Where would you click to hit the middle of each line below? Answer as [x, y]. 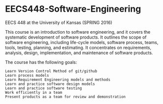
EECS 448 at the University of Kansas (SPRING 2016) [59, 22]
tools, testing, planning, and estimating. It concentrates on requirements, [78, 47]
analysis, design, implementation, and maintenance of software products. [79, 53]
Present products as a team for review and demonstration [65, 97]
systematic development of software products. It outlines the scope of [76, 37]
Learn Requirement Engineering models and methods [58, 80]
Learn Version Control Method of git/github [51, 71]
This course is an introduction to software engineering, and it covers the [78, 32]
